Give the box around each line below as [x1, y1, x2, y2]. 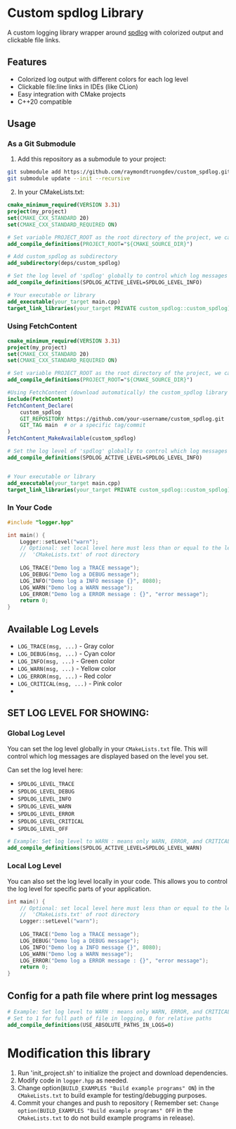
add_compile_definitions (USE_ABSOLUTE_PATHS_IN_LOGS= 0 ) [7, 1021, 174, 1028]
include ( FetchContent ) [7, 395, 74, 402]
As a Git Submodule [7, 139, 76, 149]
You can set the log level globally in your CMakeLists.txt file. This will [7, 744, 208, 753]
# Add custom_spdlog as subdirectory [7, 253, 118, 260]
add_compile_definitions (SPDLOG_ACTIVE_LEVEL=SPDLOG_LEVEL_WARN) [7, 844, 202, 851]
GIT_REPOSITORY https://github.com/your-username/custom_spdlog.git [20, 415, 225, 422]
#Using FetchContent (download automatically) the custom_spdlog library [7, 389, 228, 396]
